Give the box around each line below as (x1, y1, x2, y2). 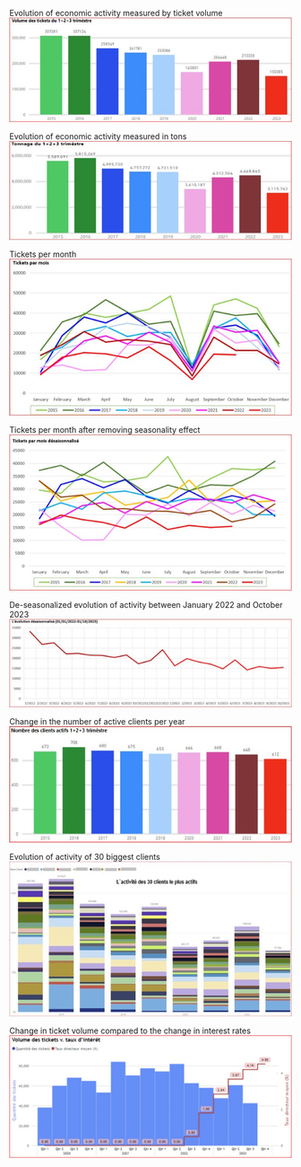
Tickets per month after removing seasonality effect (9, 424, 201, 434)
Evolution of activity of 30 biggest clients (9, 851, 161, 862)
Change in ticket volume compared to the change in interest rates (9, 1025, 251, 1036)
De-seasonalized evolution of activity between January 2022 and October (9, 600, 283, 610)
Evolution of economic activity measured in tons (9, 131, 187, 142)
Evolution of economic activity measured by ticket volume (9, 8, 223, 18)
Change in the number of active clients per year (9, 715, 185, 726)
